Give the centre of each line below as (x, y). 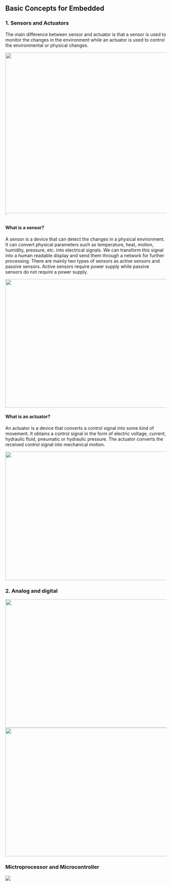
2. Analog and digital (31, 591)
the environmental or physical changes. (47, 45)
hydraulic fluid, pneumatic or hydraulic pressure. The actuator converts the (84, 439)
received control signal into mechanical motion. (55, 445)
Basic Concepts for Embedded (55, 8)
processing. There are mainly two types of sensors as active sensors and (83, 261)
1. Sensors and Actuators (37, 23)
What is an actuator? (28, 417)
